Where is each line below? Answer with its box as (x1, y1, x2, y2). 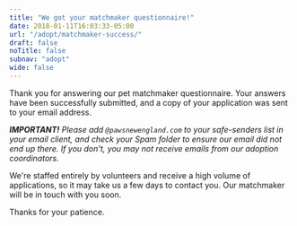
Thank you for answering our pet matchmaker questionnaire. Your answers (9, 87, 286, 99)
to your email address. (9, 107, 92, 117)
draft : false (9, 38, 58, 48)
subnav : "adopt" (9, 55, 70, 64)
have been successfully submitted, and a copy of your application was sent (9, 97, 289, 108)
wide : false (9, 64, 54, 73)
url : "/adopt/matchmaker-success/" (9, 30, 143, 39)
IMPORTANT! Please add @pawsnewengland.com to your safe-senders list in (9, 124, 284, 135)
